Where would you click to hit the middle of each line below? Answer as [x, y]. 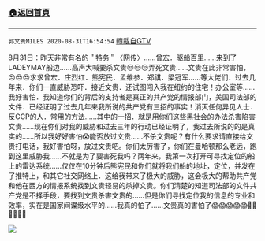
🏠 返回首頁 [29, 12]
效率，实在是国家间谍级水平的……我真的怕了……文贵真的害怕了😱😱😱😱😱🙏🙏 [132, 206]
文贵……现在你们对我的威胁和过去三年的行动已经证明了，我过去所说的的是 [128, 127]
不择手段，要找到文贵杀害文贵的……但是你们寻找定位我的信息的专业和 [142, 195]
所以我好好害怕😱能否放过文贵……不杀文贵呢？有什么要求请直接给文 [144, 136]
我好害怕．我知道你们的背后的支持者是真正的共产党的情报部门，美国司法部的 [132, 97]
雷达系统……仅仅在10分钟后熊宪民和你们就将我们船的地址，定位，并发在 [138, 166]
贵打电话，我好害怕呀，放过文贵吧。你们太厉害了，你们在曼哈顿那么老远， [129, 146]
